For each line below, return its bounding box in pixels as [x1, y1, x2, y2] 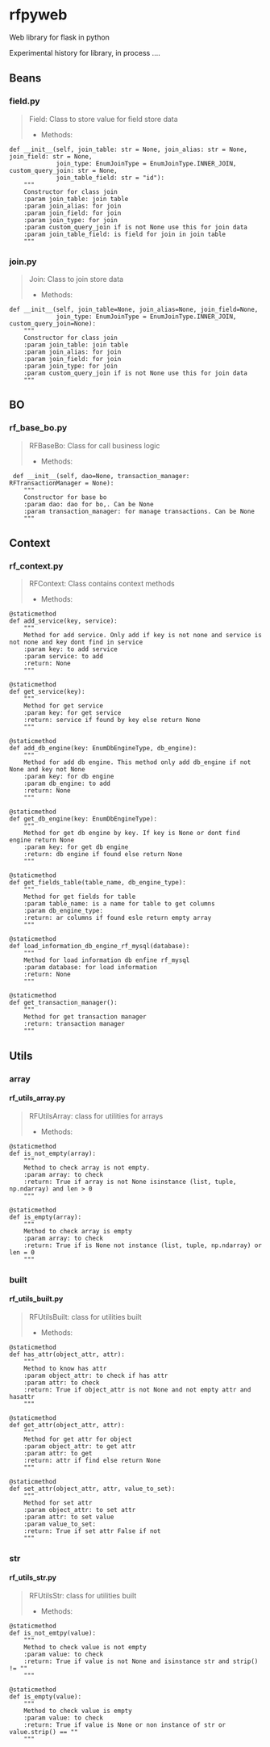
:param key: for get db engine [23, 843, 129, 851]
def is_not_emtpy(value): [9, 1629, 96, 1637]
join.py [9, 256, 37, 267]
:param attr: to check [23, 1379, 100, 1387]
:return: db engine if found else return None [23, 850, 183, 859]
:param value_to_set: [23, 1520, 96, 1528]
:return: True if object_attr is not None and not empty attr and [23, 1385, 251, 1394]
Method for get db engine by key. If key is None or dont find [23, 829, 241, 838]
